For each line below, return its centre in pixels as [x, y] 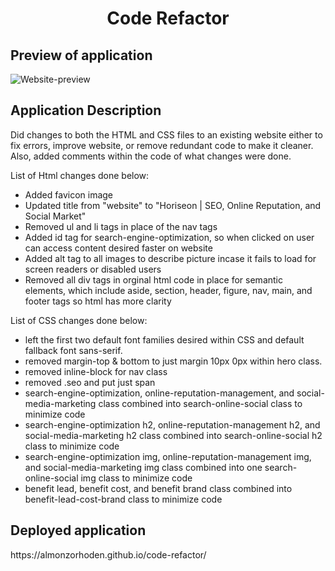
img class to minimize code [136, 478]
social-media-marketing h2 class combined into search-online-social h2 [173, 435]
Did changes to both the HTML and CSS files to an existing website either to [166, 134]
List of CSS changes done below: [79, 320]
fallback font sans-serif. [73, 350]
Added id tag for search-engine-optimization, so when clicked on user [169, 237]
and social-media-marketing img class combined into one [143, 467]
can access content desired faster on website [118, 248]
